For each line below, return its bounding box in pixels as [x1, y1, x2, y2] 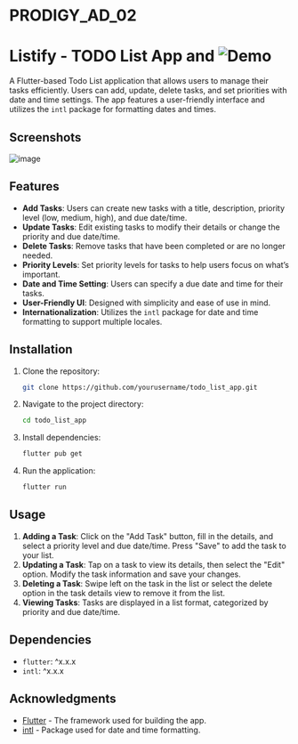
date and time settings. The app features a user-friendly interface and [9, 94, 265, 105]
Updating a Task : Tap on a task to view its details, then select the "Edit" [21, 559, 286, 570]
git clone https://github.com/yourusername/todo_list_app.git [21, 383, 258, 392]
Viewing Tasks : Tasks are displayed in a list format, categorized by [21, 597, 269, 608]
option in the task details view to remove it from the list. [21, 587, 225, 598]
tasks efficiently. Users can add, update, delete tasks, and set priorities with [9, 85, 287, 96]
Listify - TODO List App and [9, 46, 215, 67]
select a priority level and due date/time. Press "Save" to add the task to [21, 540, 286, 551]
